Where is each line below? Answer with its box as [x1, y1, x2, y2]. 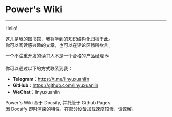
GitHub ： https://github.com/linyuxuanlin [12, 82, 99, 89]
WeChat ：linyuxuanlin [12, 89, 60, 95]
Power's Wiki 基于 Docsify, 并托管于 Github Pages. [5, 99, 112, 105]
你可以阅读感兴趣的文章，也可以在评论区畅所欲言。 [5, 42, 113, 48]
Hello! [5, 25, 18, 31]
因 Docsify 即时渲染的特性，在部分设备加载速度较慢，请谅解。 [5, 106, 137, 112]
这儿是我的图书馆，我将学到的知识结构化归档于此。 [5, 36, 113, 42]
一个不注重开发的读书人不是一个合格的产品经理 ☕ [5, 52, 109, 59]
